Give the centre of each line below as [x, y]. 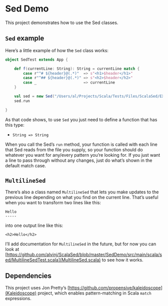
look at [12, 249]
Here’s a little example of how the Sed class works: [57, 50]
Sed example [25, 38]
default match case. [26, 165]
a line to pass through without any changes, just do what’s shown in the [79, 160]
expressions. [18, 298]
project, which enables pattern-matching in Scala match [94, 293]
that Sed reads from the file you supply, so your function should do [74, 149]
